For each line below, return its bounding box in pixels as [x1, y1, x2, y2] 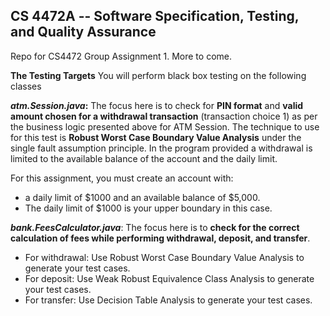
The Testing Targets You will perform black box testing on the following [10, 69, 307, 81]
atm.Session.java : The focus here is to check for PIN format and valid [10, 99, 304, 111]
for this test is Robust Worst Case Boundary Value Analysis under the [10, 131, 302, 143]
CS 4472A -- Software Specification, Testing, [10, 8, 300, 25]
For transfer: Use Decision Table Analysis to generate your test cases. [24, 294, 313, 306]
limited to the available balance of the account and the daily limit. [10, 152, 278, 164]
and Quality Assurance [10, 24, 157, 41]
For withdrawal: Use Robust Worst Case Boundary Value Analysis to [24, 251, 305, 263]
